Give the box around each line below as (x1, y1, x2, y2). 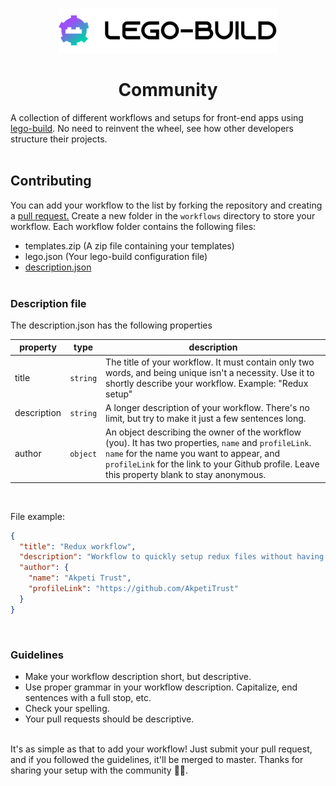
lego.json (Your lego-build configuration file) (24, 250, 208, 262)
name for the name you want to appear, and (105, 448, 281, 460)
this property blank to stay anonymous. (105, 469, 267, 481)
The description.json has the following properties (10, 319, 213, 331)
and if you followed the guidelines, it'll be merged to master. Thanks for (10, 753, 304, 765)
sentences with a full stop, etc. (24, 691, 152, 703)
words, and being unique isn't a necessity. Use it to (105, 366, 315, 378)
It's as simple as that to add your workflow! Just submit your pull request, (10, 743, 313, 755)
